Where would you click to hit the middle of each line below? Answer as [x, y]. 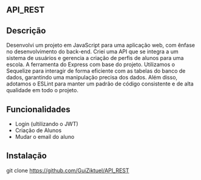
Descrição [26, 31]
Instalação [27, 156]
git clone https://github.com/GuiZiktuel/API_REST [68, 170]
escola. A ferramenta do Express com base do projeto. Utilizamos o [90, 65]
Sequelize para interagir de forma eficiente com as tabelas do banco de [96, 71]
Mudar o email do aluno [45, 137]
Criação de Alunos [38, 130]
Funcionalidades [39, 109]
